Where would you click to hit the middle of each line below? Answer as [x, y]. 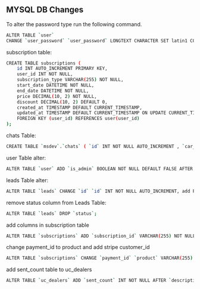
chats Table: [21, 136]
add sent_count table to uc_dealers [49, 270]
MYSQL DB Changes [45, 10]
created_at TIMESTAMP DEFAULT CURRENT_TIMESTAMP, [80, 107]
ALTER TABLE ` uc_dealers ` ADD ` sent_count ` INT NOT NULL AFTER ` [89, 281]
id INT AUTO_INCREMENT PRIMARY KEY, [62, 69]
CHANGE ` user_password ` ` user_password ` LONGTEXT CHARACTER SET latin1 [97, 41]
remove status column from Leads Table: [56, 202]
